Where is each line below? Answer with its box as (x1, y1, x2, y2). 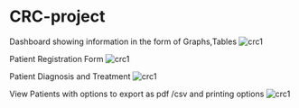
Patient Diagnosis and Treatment (9, 70, 131, 82)
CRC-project (9, 6, 106, 27)
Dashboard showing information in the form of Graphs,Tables (9, 36, 238, 47)
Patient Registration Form (9, 53, 104, 64)
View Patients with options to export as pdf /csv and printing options (9, 88, 265, 99)
